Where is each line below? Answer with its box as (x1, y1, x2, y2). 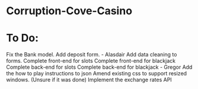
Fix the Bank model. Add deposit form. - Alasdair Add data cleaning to (6, 51, 177, 58)
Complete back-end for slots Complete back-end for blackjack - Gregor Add (6, 63, 193, 71)
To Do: (6, 31, 39, 45)
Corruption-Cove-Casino (6, 4, 132, 18)
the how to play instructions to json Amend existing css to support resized (6, 70, 187, 77)
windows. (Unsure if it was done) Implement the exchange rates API (6, 76, 172, 84)
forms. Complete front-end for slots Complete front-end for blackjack (6, 58, 176, 65)
